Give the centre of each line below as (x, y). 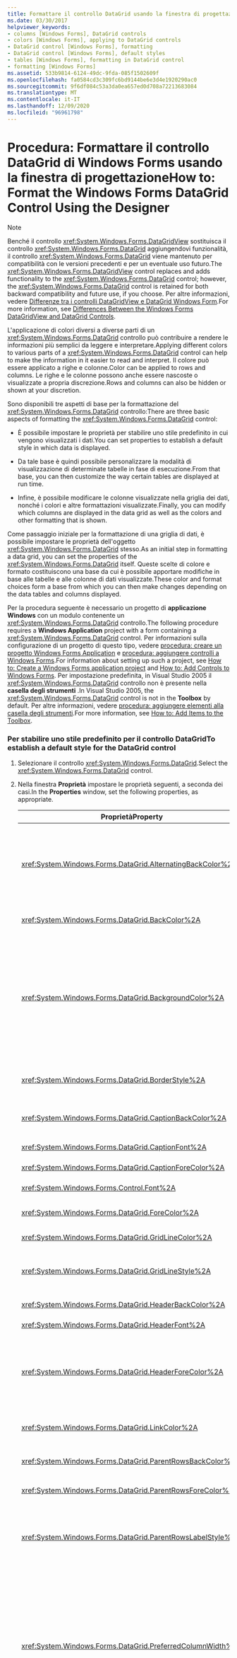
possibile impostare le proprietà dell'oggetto (72, 541)
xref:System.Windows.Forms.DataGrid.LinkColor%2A (109, 1427)
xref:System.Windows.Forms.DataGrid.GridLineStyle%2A (116, 1271)
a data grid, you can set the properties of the (72, 556)
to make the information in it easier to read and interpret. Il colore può (108, 360)
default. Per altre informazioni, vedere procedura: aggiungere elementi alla (116, 706)
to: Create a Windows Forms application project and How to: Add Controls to (119, 668)
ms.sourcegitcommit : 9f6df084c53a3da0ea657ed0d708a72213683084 (102, 86)
